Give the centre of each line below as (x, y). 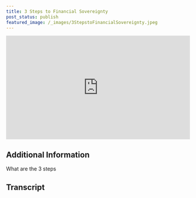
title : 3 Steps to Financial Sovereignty (57, 11)
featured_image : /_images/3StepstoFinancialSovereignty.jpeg (82, 22)
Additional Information (48, 154)
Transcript (25, 187)
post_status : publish (32, 17)
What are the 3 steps (31, 169)
